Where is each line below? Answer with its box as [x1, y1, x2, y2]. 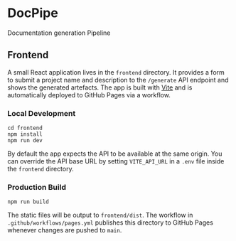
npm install [7, 131, 43, 138]
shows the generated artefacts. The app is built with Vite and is [7, 83, 193, 92]
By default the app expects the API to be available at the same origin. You [7, 149, 222, 158]
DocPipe [7, 5, 58, 21]
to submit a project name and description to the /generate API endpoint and [7, 75, 229, 84]
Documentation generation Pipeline [7, 28, 111, 37]
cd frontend [7, 124, 43, 132]
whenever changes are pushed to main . [7, 226, 122, 235]
